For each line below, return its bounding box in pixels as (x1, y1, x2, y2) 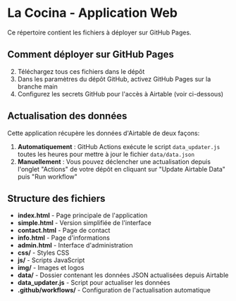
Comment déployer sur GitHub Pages (7, 49, 175, 60)
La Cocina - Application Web (7, 5, 178, 21)
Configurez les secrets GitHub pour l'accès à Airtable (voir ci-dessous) (17, 89, 224, 98)
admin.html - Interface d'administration (17, 241, 133, 250)
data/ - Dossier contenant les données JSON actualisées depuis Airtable (17, 271, 229, 279)
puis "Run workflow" (17, 172, 77, 181)
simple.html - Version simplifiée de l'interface (17, 219, 151, 227)
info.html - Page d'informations (17, 233, 111, 242)
